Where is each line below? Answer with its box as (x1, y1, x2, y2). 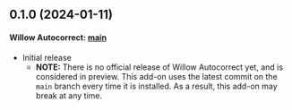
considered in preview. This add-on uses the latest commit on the (35, 71, 278, 81)
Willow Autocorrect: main (9, 31, 107, 43)
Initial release (21, 52, 72, 63)
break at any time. (35, 89, 103, 101)
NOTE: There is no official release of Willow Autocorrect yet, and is (35, 62, 284, 72)
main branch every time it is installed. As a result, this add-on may (35, 80, 278, 91)
